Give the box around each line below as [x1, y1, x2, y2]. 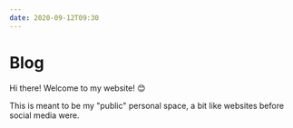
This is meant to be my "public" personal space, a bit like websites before [9, 100, 284, 111]
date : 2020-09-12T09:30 [9, 13, 100, 23]
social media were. [9, 110, 80, 121]
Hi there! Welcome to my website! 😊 [9, 83, 146, 94]
